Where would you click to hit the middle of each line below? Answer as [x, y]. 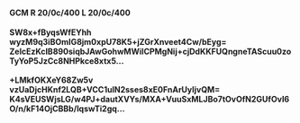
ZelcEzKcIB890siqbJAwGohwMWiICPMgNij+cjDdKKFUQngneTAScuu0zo [150, 52]
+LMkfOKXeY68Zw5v [51, 80]
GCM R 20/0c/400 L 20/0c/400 [70, 13]
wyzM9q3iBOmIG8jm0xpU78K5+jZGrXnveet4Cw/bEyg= [118, 42]
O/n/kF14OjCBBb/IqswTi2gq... [67, 109]
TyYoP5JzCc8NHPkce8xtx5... [67, 61]
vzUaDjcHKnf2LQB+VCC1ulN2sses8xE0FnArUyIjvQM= [115, 90]
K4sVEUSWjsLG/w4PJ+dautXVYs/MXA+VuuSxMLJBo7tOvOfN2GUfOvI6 [150, 100]
